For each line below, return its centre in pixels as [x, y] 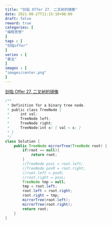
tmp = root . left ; [40, 186]
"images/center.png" [26, 73]
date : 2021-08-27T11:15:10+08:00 [39, 14]
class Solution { [23, 141]
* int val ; [22, 114]
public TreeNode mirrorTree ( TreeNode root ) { [61, 146]
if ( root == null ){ [41, 150]
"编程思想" [15, 32]
